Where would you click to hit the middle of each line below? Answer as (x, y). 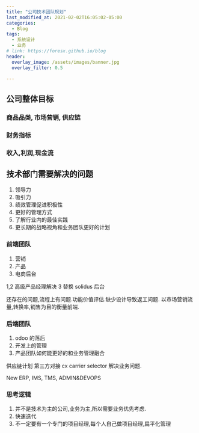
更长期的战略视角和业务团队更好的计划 (62, 227)
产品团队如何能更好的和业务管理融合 (60, 353)
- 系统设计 (23, 40)
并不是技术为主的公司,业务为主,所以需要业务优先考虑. (80, 409)
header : (16, 57)
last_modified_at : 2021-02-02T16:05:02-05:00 (64, 17)
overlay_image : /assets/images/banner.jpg (66, 62)
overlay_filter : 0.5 (37, 68)
